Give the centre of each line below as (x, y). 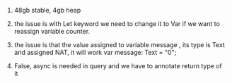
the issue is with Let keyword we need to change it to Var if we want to (117, 24)
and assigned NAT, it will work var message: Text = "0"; (95, 52)
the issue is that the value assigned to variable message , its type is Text (119, 45)
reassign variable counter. (52, 31)
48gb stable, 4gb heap (47, 10)
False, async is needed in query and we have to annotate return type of (118, 66)
